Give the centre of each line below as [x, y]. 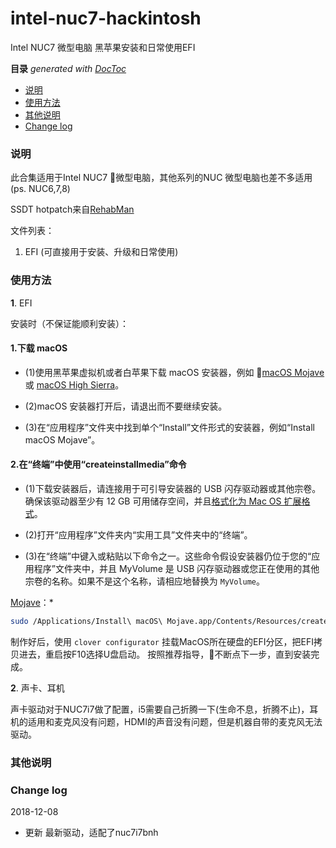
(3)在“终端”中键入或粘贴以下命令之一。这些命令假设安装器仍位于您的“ [168, 556]
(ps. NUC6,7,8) [40, 189]
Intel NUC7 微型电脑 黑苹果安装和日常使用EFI [103, 47]
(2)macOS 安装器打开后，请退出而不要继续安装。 [126, 406]
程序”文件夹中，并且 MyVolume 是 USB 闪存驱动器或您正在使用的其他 [176, 568]
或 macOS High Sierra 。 [74, 384]
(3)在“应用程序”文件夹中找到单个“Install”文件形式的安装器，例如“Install [169, 427]
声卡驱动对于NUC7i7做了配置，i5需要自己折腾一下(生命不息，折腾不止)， [160, 709]
